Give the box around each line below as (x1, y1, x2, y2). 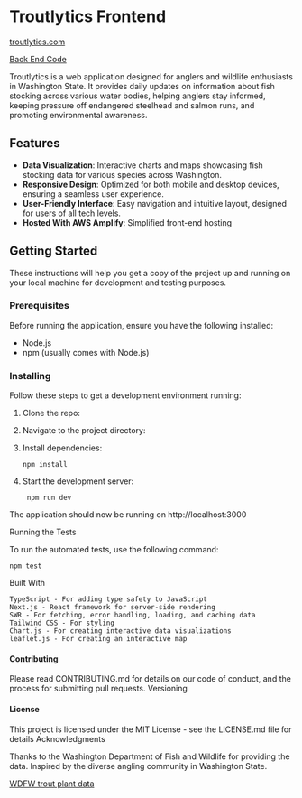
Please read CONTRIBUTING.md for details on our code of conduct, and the (9, 673, 291, 684)
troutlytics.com (9, 36, 66, 47)
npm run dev (26, 494, 72, 503)
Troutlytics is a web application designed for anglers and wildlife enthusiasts (9, 70, 293, 82)
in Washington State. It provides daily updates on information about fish (9, 80, 275, 91)
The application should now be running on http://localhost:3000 (9, 509, 247, 520)
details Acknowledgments (9, 733, 105, 744)
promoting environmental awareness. (9, 109, 148, 120)
